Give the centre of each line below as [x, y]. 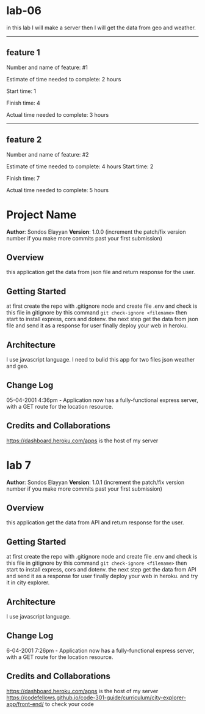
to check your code [70, 704]
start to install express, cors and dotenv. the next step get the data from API [101, 570]
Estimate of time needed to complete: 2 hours [64, 79]
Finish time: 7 [23, 178]
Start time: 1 [21, 91]
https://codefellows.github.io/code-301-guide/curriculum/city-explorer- [96, 697]
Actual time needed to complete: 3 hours [58, 114]
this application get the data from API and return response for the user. [95, 522]
